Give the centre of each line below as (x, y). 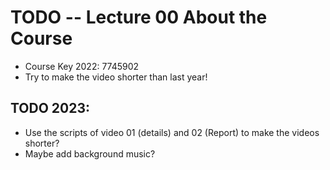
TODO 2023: (50, 108)
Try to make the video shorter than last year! (116, 77)
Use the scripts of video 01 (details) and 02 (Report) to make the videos (172, 132)
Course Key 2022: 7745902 (82, 66)
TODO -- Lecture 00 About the (139, 17)
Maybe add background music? (90, 153)
